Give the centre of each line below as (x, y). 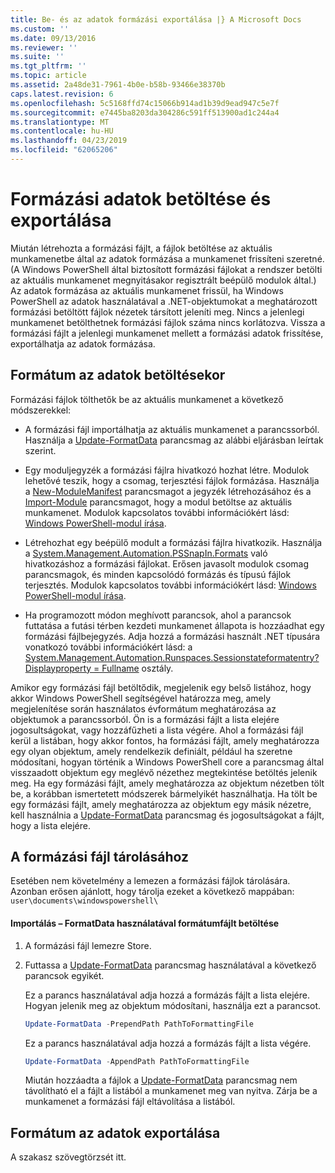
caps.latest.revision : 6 (62, 94)
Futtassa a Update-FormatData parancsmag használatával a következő (170, 965)
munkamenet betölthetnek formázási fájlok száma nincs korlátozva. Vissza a (168, 322)
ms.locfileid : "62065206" (64, 150)
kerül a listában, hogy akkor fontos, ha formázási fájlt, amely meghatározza (165, 740)
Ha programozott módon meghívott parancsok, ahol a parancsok (158, 615)
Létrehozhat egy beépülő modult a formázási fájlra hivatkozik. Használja (173, 542)
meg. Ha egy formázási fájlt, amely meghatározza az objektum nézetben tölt (167, 783)
